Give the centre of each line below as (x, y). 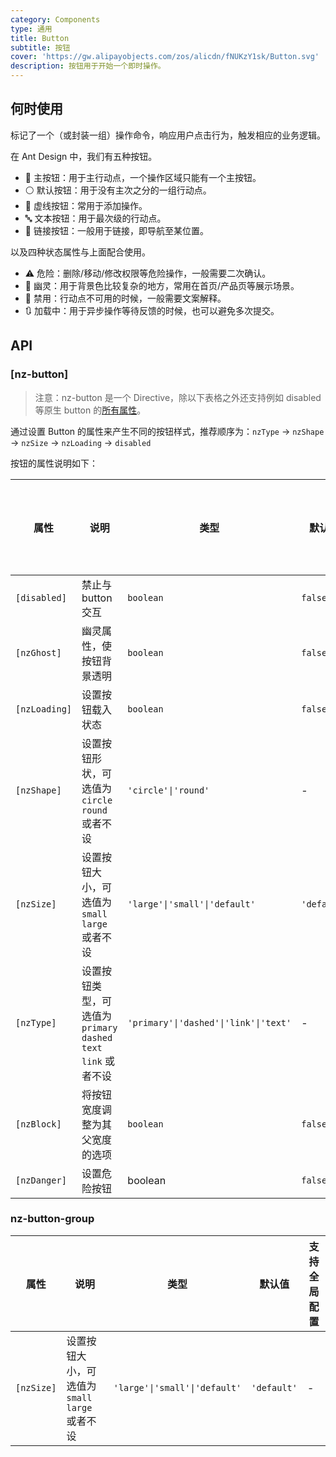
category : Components (55, 19)
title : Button (40, 38)
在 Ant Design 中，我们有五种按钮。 (84, 156)
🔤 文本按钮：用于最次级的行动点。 (95, 218)
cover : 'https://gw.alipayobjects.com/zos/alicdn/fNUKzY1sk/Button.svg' (165, 57)
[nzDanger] (41, 1180)
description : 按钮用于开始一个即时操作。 (88, 66)
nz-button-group (52, 1219)
